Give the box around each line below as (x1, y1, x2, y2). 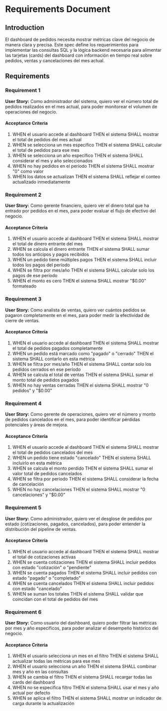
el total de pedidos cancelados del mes (12, 449, 93, 456)
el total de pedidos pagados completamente (12, 345, 103, 351)
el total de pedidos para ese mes (12, 147, 80, 153)
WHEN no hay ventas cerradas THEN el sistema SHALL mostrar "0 (12, 382, 149, 388)
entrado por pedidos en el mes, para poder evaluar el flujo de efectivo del (5, 208, 156, 214)
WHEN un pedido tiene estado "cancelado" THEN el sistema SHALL (12, 455, 152, 461)
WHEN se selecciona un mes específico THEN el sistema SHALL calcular (12, 142, 162, 148)
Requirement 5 (5, 504, 42, 511)
